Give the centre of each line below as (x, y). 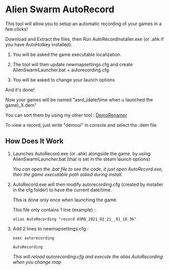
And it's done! (20, 90)
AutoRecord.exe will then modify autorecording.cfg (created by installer (88, 184)
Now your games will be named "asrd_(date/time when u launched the (79, 100)
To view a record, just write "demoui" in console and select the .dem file (81, 125)
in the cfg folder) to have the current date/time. (62, 190)
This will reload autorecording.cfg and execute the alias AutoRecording (88, 256)
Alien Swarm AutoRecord (60, 9)
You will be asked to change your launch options (64, 80)
